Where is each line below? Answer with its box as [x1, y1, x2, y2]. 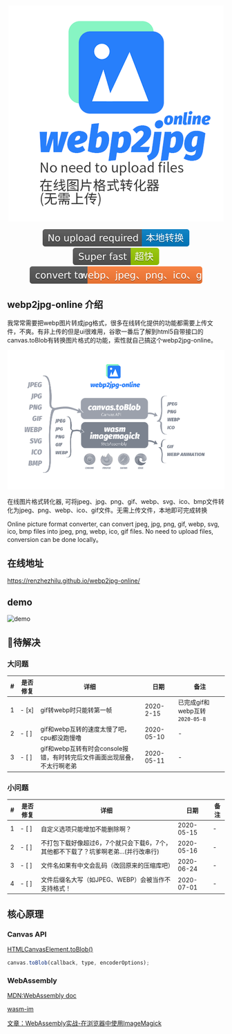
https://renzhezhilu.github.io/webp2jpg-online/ [7, 577, 140, 585]
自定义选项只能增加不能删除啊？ [41, 824, 133, 833]
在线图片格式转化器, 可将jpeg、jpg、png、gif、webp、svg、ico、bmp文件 [7, 497, 219, 505]
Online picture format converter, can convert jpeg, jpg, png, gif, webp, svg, [7, 520, 220, 528]
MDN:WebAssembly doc [7, 992, 77, 1000]
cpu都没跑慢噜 [40, 734, 81, 742]
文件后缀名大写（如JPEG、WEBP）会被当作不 [41, 875, 171, 884]
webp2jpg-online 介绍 [7, 299, 104, 311]
